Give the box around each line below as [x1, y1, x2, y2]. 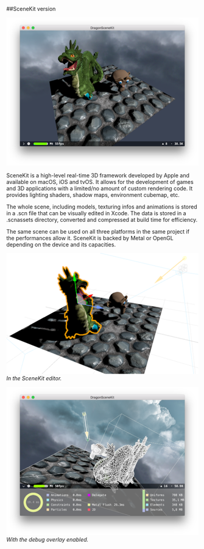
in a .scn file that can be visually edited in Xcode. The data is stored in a [6, 210, 187, 217]
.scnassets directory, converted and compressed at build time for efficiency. [6, 216, 198, 224]
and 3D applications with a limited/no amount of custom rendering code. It [6, 185, 193, 192]
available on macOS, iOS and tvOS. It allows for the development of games [6, 179, 194, 186]
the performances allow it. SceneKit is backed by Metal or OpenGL [6, 235, 174, 242]
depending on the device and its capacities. [6, 241, 116, 248]
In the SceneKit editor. [6, 374, 62, 381]
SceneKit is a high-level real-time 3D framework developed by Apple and [6, 172, 190, 179]
